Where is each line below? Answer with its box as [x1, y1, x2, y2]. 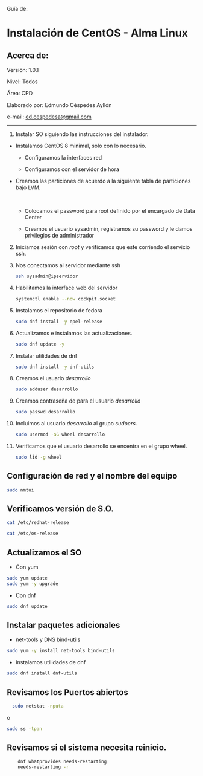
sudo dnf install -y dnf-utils [15, 364, 95, 370]
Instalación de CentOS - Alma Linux [7, 27, 189, 40]
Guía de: [7, 5, 28, 12]
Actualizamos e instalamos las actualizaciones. [15, 329, 133, 337]
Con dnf [15, 592, 36, 599]
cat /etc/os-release [7, 531, 59, 537]
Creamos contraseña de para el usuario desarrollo [15, 397, 141, 404]
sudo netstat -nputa [12, 703, 64, 709]
